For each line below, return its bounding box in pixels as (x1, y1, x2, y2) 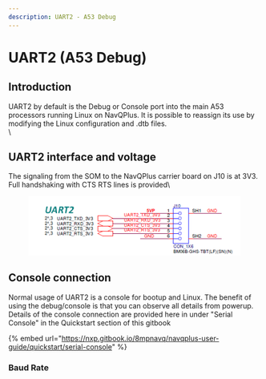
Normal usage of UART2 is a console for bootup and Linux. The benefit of (8, 292, 252, 302)
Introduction (8, 80, 72, 94)
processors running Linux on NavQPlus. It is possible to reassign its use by (8, 110, 255, 119)
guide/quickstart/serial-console (8, 341, 112, 352)
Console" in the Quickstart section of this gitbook (8, 317, 171, 328)
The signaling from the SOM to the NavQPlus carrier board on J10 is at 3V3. (8, 171, 258, 181)
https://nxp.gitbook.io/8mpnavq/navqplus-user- (61, 333, 220, 343)
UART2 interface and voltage (8, 151, 156, 164)
